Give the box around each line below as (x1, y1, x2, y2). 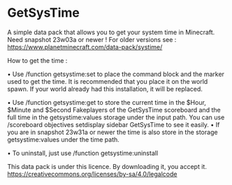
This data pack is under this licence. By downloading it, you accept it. (7, 162, 208, 170)
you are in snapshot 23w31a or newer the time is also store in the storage (7, 128, 218, 136)
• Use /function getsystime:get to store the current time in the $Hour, (7, 98, 206, 106)
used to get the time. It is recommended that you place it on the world (7, 77, 208, 85)
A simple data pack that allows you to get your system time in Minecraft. (7, 28, 215, 36)
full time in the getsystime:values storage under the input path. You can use (7, 113, 225, 121)
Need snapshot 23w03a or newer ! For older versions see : (7, 35, 177, 43)
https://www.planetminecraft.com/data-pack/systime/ (7, 43, 163, 51)
